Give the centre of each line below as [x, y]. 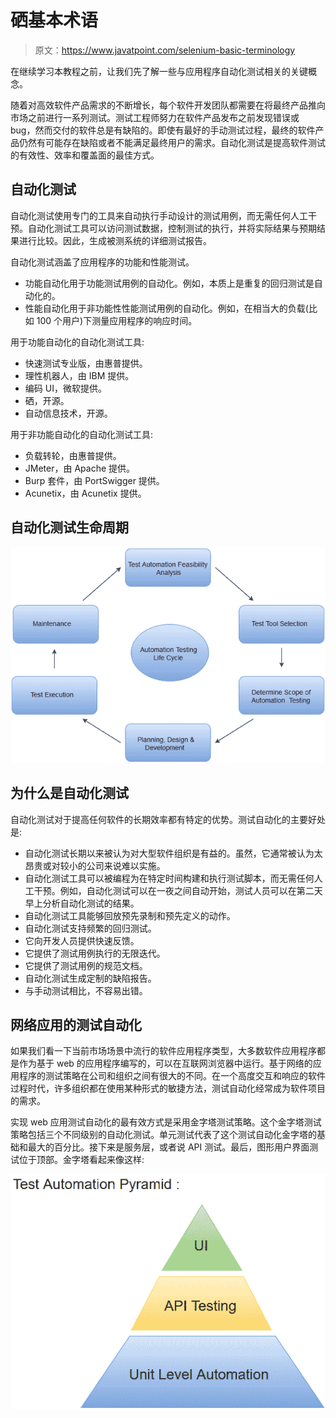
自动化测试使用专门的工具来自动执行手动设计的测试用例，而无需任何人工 [159, 215]
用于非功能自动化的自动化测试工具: [82, 434]
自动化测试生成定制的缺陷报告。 [90, 978]
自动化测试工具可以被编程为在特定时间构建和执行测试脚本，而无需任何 [169, 878]
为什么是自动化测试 [69, 793]
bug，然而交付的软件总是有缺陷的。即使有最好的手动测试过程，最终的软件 [163, 130]
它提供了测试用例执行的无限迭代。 [95, 953]
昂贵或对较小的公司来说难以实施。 [95, 865]
